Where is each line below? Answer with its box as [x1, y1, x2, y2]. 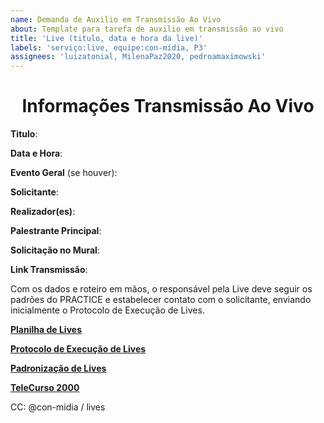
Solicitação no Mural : [10, 244, 100, 256]
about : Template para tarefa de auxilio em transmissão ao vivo [10, 24, 284, 34]
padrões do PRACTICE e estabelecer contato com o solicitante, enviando [10, 294, 312, 306]
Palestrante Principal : [10, 225, 102, 237]
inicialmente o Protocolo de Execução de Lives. [10, 304, 205, 316]
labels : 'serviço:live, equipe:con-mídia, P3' [10, 42, 208, 53]
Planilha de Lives [10, 324, 82, 336]
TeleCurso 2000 [10, 382, 80, 394]
